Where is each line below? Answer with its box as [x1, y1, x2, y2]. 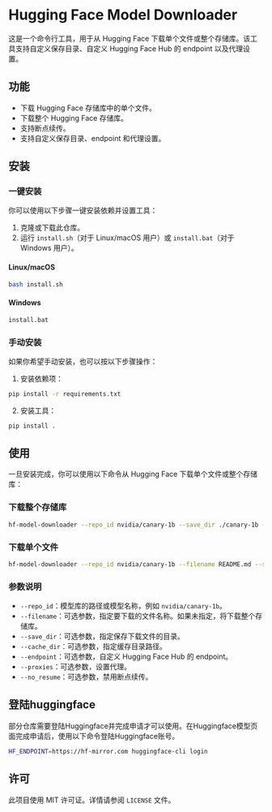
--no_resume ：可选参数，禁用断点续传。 [19, 672, 153, 682]
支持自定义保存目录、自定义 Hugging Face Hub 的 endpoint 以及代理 [15, 43, 244, 54]
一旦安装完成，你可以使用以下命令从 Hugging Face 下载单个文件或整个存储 [8, 469, 257, 479]
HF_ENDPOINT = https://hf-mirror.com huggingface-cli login [8, 747, 208, 755]
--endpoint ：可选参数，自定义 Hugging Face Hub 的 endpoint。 [19, 651, 233, 662]
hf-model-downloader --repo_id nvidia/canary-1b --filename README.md [8, 560, 252, 569]
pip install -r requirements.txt [8, 389, 121, 398]
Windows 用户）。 [19, 243, 79, 253]
